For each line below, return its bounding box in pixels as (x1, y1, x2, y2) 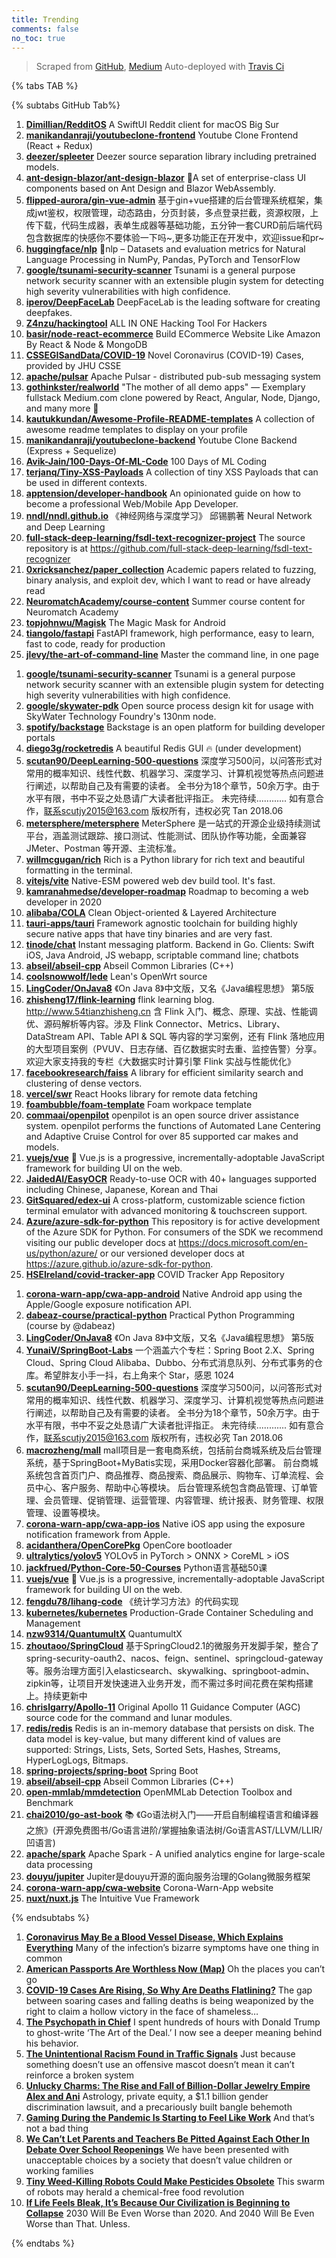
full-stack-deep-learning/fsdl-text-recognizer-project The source (25, 532, 306, 544)
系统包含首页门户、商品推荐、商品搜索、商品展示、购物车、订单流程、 (25, 1469, 316, 1481)
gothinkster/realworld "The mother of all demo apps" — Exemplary (25, 381, 306, 393)
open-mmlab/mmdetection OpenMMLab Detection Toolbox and (25, 1786, 293, 1798)
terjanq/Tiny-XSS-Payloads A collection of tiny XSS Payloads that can (25, 466, 319, 478)
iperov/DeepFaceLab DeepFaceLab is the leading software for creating (25, 296, 321, 308)
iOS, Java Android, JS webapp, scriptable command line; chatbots (25, 949, 299, 961)
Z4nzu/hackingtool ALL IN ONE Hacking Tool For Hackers (25, 317, 268, 330)
